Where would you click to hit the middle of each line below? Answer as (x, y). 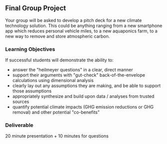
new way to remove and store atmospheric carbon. (58, 36)
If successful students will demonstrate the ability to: (59, 60)
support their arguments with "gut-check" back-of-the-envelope (79, 75)
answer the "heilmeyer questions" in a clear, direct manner (73, 70)
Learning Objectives (30, 49)
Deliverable (19, 125)
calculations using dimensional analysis (53, 80)
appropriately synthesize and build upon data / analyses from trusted (83, 96)
